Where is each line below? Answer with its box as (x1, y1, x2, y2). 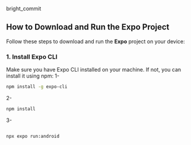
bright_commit (6, 5, 42, 12)
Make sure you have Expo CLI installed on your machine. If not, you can (6, 66, 182, 73)
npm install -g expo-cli (6, 84, 68, 90)
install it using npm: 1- (6, 72, 60, 79)
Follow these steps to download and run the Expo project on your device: (6, 38, 185, 45)
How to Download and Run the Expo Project (6, 22, 170, 32)
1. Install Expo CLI (6, 53, 58, 61)
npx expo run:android (6, 133, 60, 139)
